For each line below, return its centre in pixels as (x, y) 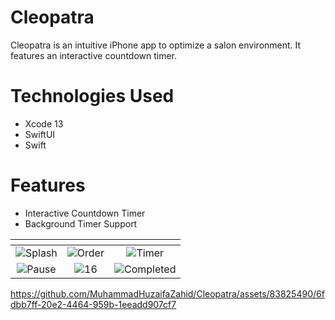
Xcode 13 (44, 123)
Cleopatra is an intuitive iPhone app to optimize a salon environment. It (156, 45)
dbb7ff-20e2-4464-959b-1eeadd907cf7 (93, 304)
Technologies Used (92, 96)
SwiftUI (40, 134)
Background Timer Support (81, 223)
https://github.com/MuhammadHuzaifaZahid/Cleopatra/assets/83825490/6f (167, 293)
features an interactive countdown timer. (94, 55)
